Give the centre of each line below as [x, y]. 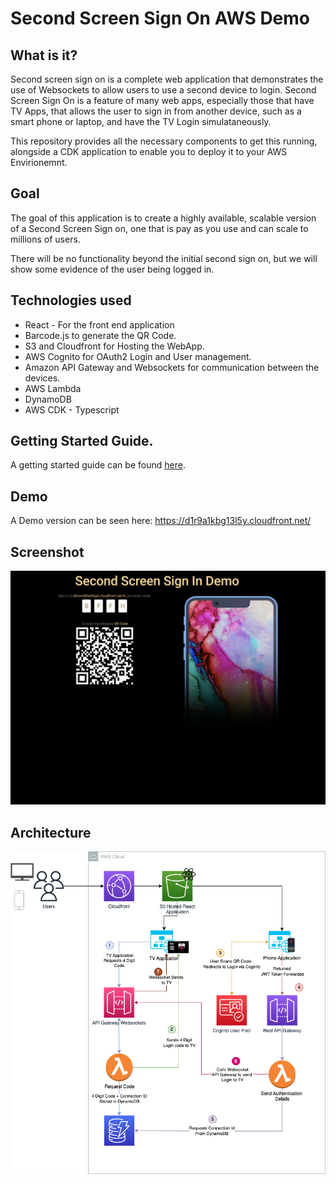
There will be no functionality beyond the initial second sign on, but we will [164, 258]
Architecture [51, 832]
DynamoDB [48, 399]
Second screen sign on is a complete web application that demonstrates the [167, 79]
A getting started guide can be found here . [98, 465]
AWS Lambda [53, 388]
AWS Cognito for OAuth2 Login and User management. [138, 356]
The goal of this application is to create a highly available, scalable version [163, 218]
